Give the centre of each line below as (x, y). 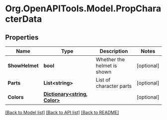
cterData (24, 19)
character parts (114, 86)
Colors (16, 97)
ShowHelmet (23, 66)
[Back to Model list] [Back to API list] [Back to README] (62, 112)
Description (114, 51)
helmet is (106, 66)
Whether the (110, 60)
